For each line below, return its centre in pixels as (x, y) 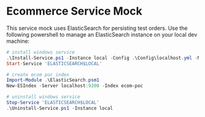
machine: (18, 41)
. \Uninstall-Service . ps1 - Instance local (60, 108)
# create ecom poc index (38, 74)
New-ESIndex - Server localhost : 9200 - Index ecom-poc (75, 86)
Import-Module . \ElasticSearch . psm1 (53, 80)
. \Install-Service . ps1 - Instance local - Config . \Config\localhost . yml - (102, 58)
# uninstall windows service (43, 97)
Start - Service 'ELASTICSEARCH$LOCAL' (54, 63)
